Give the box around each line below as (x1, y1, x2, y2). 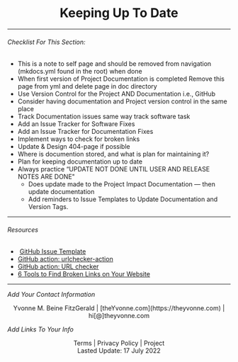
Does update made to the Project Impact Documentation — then (28, 180, 216, 188)
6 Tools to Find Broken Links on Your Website (17, 270, 151, 278)
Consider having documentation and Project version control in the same (17, 97, 228, 106)
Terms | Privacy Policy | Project (73, 339, 165, 348)
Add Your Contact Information (7, 290, 96, 299)
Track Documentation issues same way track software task (17, 112, 191, 121)
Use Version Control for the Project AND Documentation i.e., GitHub (17, 90, 216, 98)
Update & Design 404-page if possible (17, 142, 130, 151)
